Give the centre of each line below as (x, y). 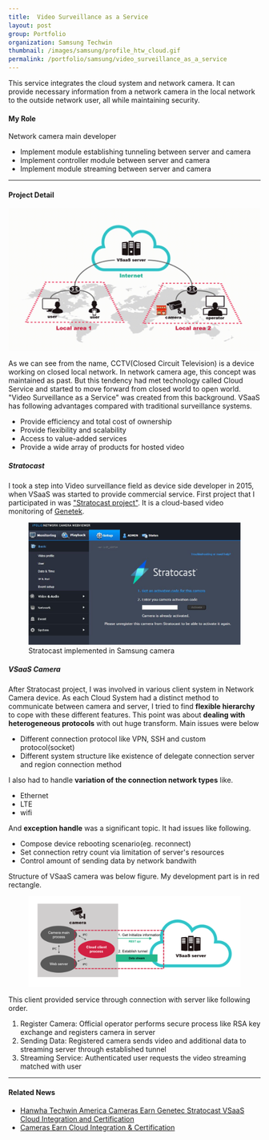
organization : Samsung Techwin (60, 43)
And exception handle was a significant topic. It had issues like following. (130, 828)
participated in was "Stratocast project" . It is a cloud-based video (116, 502)
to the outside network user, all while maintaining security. (104, 100)
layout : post (30, 25)
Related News (32, 1093)
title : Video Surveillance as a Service (78, 17)
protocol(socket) (47, 748)
